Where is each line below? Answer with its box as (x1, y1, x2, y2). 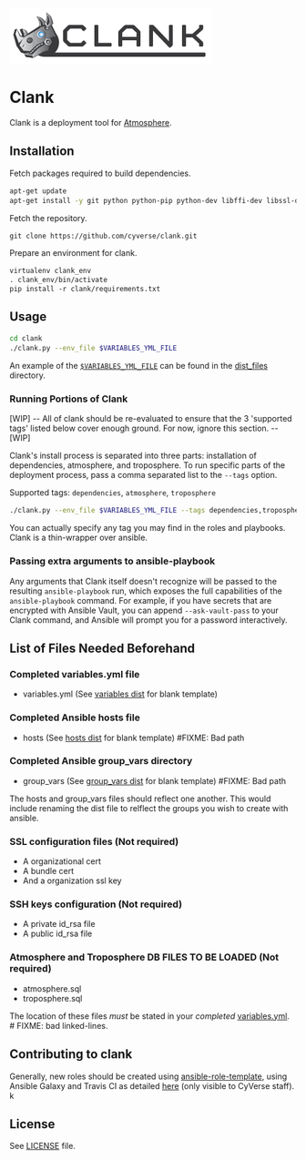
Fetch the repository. (9, 212, 88, 223)
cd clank (9, 334, 43, 343)
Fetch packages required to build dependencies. (9, 168, 191, 178)
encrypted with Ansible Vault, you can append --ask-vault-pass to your (9, 605, 280, 616)
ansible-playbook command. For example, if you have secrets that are (9, 595, 272, 605)
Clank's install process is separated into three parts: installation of (9, 450, 258, 462)
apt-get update (9, 186, 67, 196)
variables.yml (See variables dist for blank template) (22, 688, 219, 699)
